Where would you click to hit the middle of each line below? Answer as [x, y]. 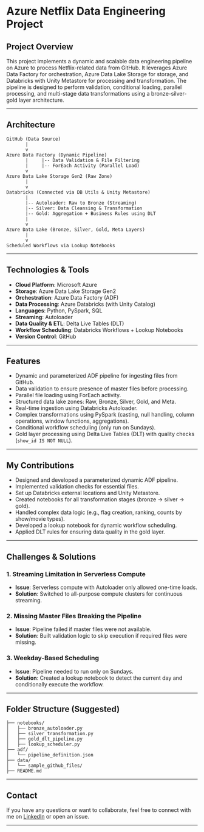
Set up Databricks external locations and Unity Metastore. [87, 493]
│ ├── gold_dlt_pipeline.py [45, 739]
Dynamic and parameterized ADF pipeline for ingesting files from [96, 376]
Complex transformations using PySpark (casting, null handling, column [105, 415]
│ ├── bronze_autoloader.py [45, 728]
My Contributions [40, 465]
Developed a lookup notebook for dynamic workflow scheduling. [96, 526]
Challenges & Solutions [51, 556]
